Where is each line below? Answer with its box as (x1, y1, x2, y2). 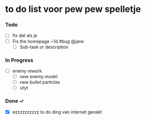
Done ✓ (5, 98, 24, 105)
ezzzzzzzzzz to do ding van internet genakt (12, 109, 102, 115)
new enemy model (19, 74, 58, 80)
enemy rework (12, 68, 42, 74)
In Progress (5, 56, 34, 63)
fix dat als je (12, 32, 38, 38)
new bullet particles (19, 79, 61, 85)
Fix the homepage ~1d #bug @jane (12, 38, 84, 44)
